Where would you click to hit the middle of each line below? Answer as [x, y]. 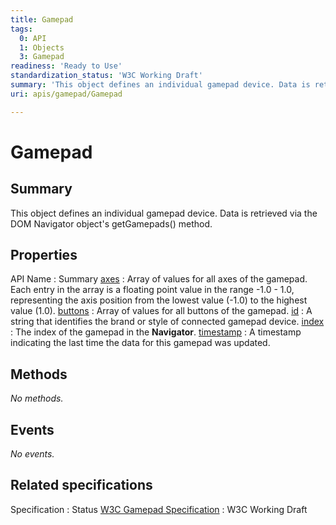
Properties [44, 255]
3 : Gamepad [42, 57]
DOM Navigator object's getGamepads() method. [111, 223]
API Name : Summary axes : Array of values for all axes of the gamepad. [159, 279]
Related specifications [81, 485]
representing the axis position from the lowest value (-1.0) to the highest [159, 300]
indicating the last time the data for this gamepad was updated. [140, 343]
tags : [21, 29]
